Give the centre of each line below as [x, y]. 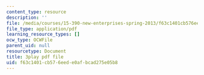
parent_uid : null [28, 46]
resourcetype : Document [36, 51]
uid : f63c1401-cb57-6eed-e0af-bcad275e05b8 [62, 62]
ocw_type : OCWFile [29, 40]
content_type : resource [36, 12]
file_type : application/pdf [42, 29]
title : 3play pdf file [35, 57]
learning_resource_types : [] [43, 34]
